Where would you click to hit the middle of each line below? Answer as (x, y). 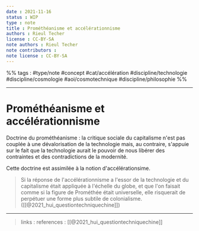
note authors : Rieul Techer (42, 45)
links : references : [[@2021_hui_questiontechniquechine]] (92, 222)
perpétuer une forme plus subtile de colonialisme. (81, 198)
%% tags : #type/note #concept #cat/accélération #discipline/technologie (97, 72)
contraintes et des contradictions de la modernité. (67, 156)
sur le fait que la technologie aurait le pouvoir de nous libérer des (86, 150)
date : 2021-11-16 (29, 12)
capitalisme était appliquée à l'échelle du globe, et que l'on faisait (100, 186)
